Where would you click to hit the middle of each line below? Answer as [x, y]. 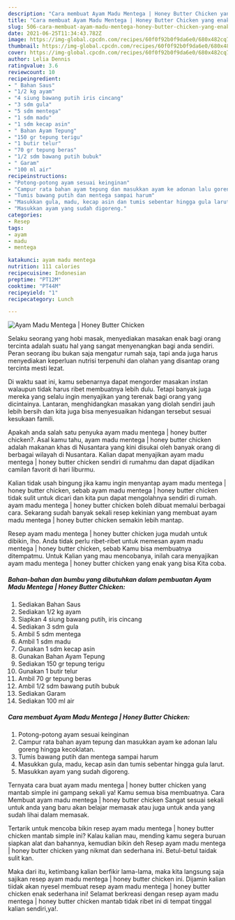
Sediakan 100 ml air [46, 701]
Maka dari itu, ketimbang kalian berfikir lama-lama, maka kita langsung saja [116, 872]
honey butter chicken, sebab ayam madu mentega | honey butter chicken [113, 490]
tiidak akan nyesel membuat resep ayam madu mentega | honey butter [109, 886]
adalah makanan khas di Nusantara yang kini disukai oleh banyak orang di [114, 447]
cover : [17, 53]
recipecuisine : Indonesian [47, 273]
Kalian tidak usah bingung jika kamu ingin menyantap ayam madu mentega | [117, 483]
